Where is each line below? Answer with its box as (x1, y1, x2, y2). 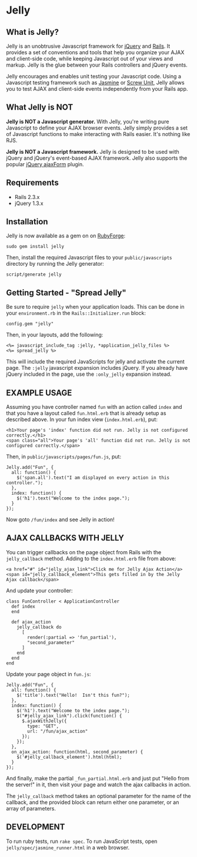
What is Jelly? (6, 27, 59, 37)
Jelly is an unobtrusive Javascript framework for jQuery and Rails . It (6, 42, 171, 49)
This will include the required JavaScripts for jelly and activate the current (6, 358, 185, 365)
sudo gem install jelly (6, 244, 65, 250)
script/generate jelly (6, 272, 62, 277)
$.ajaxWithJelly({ (21, 718, 67, 724)
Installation (6, 217, 48, 227)
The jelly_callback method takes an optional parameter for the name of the (6, 792, 191, 799)
